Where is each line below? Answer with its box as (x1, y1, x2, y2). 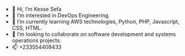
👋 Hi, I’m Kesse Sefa (11, 6, 61, 12)
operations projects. (11, 37, 61, 44)
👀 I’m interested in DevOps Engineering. (11, 12, 110, 19)
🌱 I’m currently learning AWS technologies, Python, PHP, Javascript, (11, 18, 180, 25)
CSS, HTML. (11, 24, 42, 31)
